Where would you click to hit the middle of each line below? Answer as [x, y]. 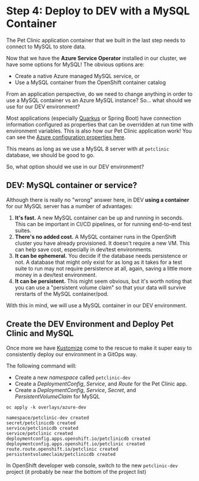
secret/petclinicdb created [41, 423]
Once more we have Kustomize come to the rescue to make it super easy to [99, 348]
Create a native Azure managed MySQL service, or [77, 76]
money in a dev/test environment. [56, 275]
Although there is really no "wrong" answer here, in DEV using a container [98, 200]
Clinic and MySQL [40, 333]
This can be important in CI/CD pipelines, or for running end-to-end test [103, 224]
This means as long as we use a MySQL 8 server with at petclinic [88, 149]
